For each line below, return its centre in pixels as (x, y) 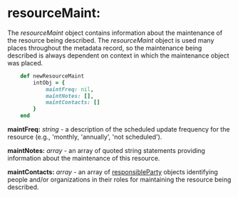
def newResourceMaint (52, 76)
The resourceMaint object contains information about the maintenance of (115, 33)
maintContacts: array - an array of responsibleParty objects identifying (113, 172)
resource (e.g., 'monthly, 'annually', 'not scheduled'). (85, 137)
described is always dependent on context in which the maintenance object (118, 55)
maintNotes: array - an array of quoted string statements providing (106, 151)
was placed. (25, 63)
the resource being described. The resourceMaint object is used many (111, 40)
